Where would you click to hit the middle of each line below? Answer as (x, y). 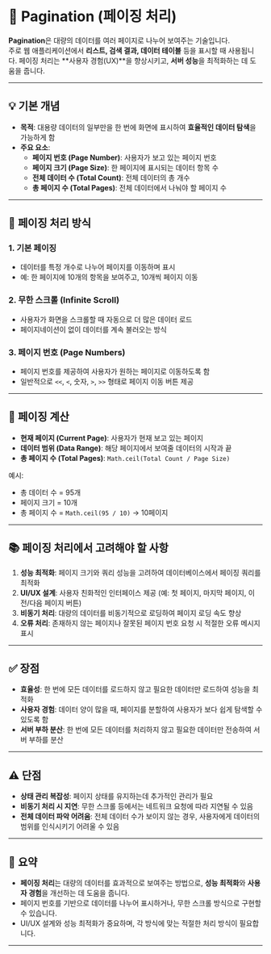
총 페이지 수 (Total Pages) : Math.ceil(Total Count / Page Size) (125, 458)
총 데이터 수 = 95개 (50, 492)
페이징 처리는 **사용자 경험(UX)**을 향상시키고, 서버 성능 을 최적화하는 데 (133, 61)
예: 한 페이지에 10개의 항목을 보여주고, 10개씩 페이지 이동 (109, 277)
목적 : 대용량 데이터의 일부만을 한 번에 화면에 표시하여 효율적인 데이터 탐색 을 (138, 127)
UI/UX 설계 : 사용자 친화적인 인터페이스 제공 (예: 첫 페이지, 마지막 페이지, (133, 592)
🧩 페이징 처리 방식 (50, 223)
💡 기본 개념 (34, 106)
